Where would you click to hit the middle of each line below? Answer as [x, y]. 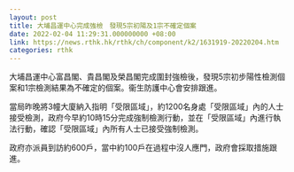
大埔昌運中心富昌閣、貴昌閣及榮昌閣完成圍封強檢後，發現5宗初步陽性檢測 [143, 77]
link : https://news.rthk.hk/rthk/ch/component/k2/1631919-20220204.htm [144, 42]
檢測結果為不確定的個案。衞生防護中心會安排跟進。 [128, 88]
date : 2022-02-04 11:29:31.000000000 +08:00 [93, 34]
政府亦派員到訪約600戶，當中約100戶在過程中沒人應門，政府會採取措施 [139, 148]
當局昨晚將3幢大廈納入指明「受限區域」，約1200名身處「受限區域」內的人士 [147, 106]
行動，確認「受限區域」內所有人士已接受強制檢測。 [110, 129]
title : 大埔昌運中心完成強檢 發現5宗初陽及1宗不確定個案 [103, 26]
